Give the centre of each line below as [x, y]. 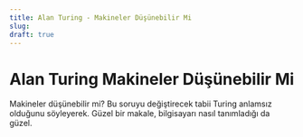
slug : [19, 26]
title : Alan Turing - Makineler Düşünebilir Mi [101, 18]
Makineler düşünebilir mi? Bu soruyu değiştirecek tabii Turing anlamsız [141, 104]
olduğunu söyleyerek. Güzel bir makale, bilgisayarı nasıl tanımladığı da [140, 114]
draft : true [32, 34]
